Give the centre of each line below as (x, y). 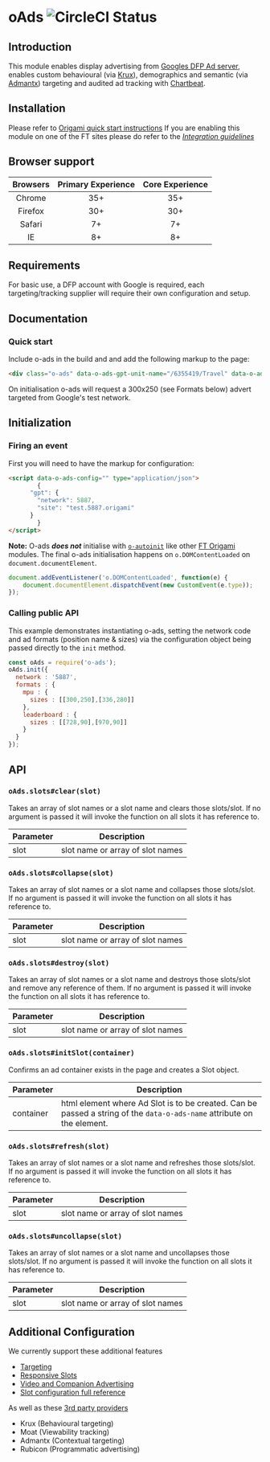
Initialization (40, 423)
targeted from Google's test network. (70, 397)
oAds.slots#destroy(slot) (59, 963)
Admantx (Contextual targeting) (72, 1441)
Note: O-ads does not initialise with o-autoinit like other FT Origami (122, 546)
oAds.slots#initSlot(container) (72, 1053)
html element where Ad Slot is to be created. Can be (159, 1103)
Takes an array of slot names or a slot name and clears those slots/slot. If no (135, 808)
